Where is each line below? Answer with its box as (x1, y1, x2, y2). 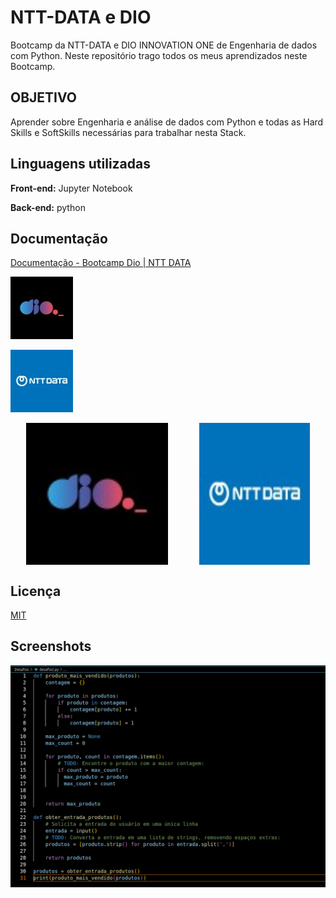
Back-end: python (10, 201, 86, 213)
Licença (10, 582, 62, 600)
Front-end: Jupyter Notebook (10, 182, 133, 194)
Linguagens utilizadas (10, 156, 152, 173)
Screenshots (10, 638, 92, 655)
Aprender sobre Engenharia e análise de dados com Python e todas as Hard (10, 116, 324, 128)
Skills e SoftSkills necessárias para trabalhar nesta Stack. (10, 126, 247, 138)
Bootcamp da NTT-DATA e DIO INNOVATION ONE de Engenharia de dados (10, 39, 318, 51)
